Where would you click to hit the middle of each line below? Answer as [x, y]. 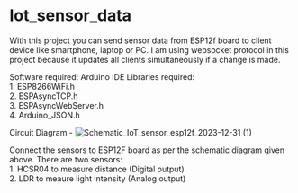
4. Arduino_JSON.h [45, 115]
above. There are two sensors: [66, 159]
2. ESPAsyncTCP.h [44, 96]
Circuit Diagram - [41, 132]
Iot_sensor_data [71, 16]
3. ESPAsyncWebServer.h [57, 105]
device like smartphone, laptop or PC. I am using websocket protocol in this [149, 49]
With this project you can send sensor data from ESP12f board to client [140, 40]
